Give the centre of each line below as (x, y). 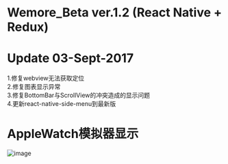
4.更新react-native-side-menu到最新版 (62, 104)
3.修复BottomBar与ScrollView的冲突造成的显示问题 (79, 95)
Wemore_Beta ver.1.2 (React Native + (115, 13)
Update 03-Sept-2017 (71, 58)
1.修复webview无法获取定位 (46, 78)
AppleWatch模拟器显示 (73, 134)
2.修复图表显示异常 (34, 87)
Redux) (28, 27)
